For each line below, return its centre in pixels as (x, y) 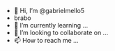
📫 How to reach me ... (46, 40)
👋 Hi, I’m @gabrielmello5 (49, 11)
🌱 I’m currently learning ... (51, 25)
